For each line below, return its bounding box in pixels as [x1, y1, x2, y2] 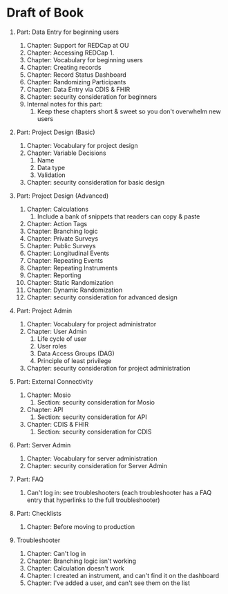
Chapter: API [26, 405, 64, 414]
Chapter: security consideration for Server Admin [26, 461, 167, 470]
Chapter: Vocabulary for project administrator [26, 319, 157, 328]
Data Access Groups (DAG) [37, 349, 115, 358]
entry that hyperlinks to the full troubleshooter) [26, 496, 160, 504]
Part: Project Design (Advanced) [16, 192, 109, 200]
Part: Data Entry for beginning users [16, 28, 119, 36]
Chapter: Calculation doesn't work [26, 564, 125, 572]
